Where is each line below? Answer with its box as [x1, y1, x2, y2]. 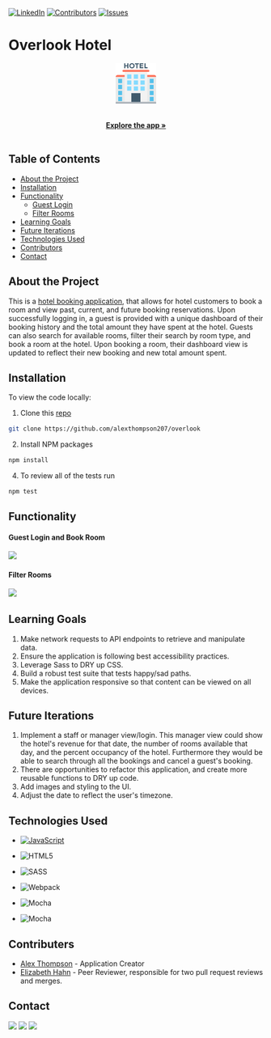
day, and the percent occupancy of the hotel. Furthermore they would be [19, 748, 263, 757]
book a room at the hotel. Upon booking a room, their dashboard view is [8, 339, 248, 349]
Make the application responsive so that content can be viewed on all [19, 676, 252, 687]
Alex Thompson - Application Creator [19, 959, 145, 968]
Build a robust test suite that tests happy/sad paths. [19, 668, 192, 678]
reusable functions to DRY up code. [19, 773, 139, 783]
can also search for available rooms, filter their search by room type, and [8, 330, 251, 340]
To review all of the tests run [19, 471, 116, 481]
